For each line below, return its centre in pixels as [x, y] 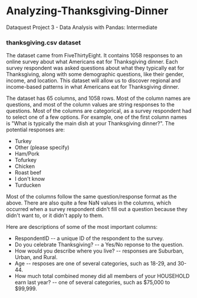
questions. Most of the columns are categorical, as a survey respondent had [99, 111]
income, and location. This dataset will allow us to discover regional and [93, 80]
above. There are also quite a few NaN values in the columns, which [89, 203]
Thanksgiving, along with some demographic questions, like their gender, [95, 74]
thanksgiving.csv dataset [44, 43]
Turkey [23, 141]
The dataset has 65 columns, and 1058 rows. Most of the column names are [98, 98]
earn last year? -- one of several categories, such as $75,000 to [92, 283]
